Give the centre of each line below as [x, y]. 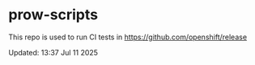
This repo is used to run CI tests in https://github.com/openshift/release [128, 37]
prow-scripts [53, 15]
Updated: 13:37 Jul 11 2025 [53, 52]
